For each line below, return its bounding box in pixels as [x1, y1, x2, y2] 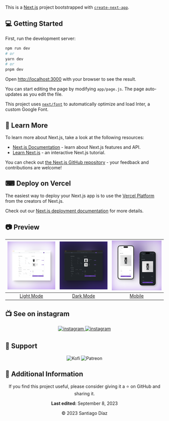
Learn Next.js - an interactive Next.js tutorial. [12, 150, 106, 155]
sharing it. [74, 391, 95, 397]
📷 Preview [5, 223, 40, 231]
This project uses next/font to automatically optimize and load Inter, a [5, 101, 150, 107]
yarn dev [5, 56, 24, 62]
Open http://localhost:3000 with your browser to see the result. [5, 76, 137, 82]
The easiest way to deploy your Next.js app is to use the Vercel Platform [5, 193, 155, 199]
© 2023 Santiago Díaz [61, 410, 108, 416]
